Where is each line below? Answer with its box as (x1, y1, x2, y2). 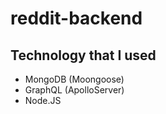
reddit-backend (10, 7, 143, 30)
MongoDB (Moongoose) (24, 73, 125, 85)
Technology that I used (10, 47, 157, 64)
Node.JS (24, 95, 62, 106)
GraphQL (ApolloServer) (24, 84, 125, 96)
